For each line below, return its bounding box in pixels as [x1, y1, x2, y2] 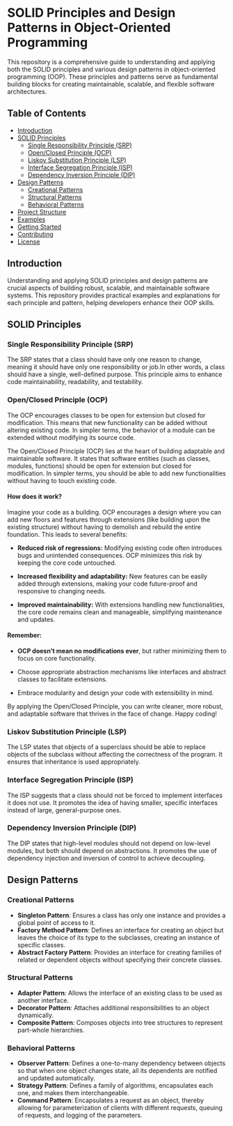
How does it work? [7, 492, 63, 501]
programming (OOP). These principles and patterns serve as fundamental [7, 72, 218, 81]
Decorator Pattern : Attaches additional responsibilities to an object [17, 1003, 210, 1012]
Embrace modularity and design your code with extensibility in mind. [17, 688, 214, 697]
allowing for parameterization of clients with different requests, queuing [17, 1104, 223, 1112]
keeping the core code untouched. [17, 558, 117, 567]
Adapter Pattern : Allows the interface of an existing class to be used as [17, 988, 223, 997]
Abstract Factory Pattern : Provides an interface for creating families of [17, 948, 222, 956]
